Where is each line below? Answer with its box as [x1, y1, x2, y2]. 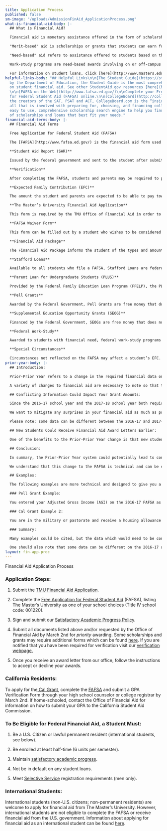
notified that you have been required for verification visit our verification [12, 643, 160, 649]
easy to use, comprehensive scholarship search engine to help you [9, 108, 153, 113]
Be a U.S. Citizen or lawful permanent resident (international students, [12, 731, 156, 737]
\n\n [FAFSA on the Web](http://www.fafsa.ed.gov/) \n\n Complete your [9, 89, 155, 95]
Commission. [5, 707, 32, 713]
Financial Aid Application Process [5, 563, 74, 569]
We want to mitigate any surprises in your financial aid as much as [9, 410, 157, 415]
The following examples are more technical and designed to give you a [9, 482, 162, 487]
